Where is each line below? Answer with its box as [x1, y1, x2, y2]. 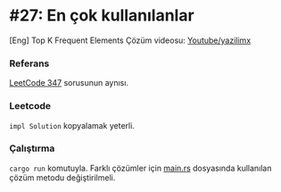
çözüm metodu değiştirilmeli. [9, 171, 116, 183]
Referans [9, 57, 50, 70]
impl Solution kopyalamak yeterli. [9, 120, 136, 130]
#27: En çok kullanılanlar [9, 5, 194, 26]
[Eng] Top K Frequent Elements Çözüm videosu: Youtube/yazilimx [9, 35, 252, 46]
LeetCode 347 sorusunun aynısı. [9, 78, 129, 88]
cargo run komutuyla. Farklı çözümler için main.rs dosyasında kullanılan [9, 163, 272, 173]
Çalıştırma [9, 142, 55, 154]
